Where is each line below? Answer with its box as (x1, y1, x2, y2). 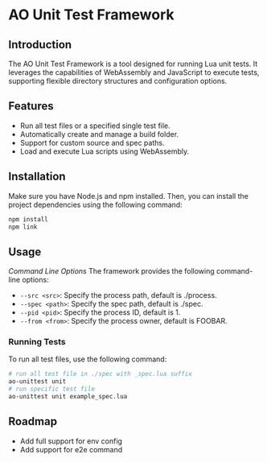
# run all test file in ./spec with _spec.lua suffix (8, 370, 193, 378)
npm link (8, 223, 38, 231)
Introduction (8, 38, 72, 52)
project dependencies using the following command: (8, 200, 183, 209)
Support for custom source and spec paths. (19, 138, 165, 147)
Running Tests (8, 336, 66, 348)
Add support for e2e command (19, 444, 123, 454)
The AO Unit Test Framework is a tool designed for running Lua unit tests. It (8, 59, 258, 68)
